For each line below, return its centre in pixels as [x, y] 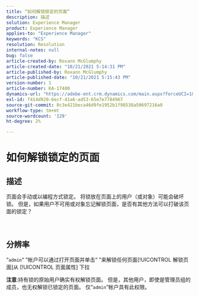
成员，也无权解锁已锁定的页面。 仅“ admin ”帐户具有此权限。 [78, 287]
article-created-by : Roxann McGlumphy [54, 61]
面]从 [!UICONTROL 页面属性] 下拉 [48, 267]
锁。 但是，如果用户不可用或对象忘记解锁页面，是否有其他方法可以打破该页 [98, 204]
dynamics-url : [24, 94]
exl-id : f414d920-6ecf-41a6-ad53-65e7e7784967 [65, 99]
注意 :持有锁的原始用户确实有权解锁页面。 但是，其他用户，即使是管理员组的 [98, 279]
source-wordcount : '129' [37, 116]
